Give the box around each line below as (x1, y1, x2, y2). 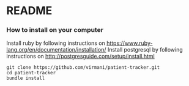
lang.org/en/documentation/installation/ (6, 46, 106, 53)
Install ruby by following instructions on (6, 39, 105, 47)
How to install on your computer (6, 26, 104, 34)
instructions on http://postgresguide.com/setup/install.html (6, 53, 155, 60)
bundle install (6, 75, 45, 82)
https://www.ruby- (106, 39, 153, 47)
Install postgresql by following (107, 46, 183, 53)
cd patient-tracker (6, 70, 56, 76)
